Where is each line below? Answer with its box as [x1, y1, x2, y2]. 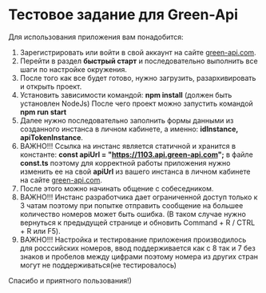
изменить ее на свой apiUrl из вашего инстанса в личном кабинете [19, 167, 251, 176]
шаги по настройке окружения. [19, 64, 128, 74]
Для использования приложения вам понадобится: [8, 32, 184, 42]
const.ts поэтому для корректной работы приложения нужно [19, 158, 231, 167]
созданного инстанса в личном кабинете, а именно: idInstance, [19, 124, 238, 134]
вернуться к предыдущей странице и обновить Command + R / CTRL [19, 218, 256, 227]
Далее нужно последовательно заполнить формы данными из [19, 115, 234, 125]
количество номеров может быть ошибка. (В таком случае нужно [19, 209, 246, 219]
